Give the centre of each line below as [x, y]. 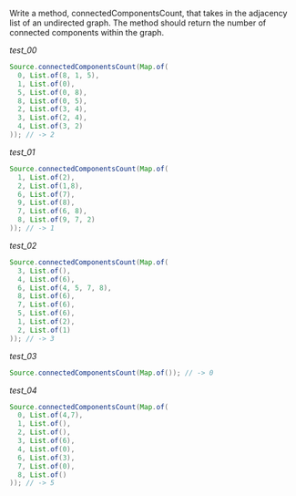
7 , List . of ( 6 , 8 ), [53, 212]
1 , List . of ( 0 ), [46, 84]
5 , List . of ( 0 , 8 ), [53, 92]
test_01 [22, 152]
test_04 [24, 390]
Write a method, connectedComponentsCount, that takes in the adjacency [148, 13]
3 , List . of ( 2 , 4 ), [53, 118]
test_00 [23, 50]
